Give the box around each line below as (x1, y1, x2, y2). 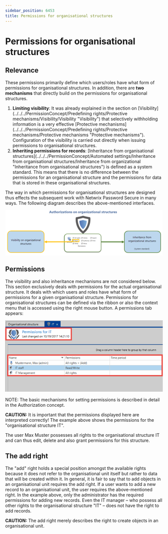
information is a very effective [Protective (12, 121, 98, 127)
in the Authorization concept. (5, 402, 65, 408)
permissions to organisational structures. (12, 142, 97, 148)
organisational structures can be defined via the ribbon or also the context (5, 300, 158, 306)
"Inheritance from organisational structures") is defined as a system (12, 163, 152, 170)
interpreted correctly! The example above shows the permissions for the (5, 417, 154, 423)
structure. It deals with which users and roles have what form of (5, 289, 137, 295)
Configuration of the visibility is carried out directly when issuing (12, 137, 146, 143)
